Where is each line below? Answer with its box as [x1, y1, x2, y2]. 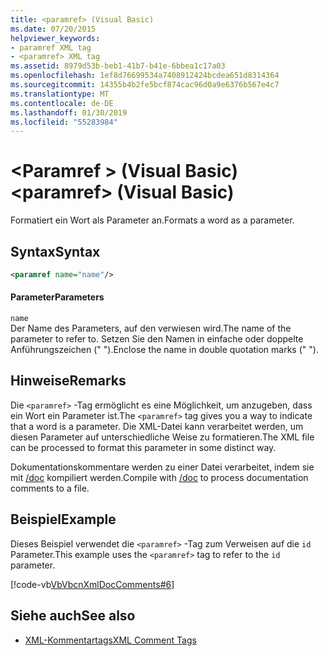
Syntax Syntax [10, 243, 101, 260]
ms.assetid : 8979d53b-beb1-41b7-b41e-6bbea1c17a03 [10, 61, 226, 71]
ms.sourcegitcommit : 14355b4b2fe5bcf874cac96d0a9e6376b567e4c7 [10, 80, 280, 90]
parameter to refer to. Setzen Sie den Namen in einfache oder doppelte [10, 333, 304, 345]
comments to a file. [10, 482, 90, 494]
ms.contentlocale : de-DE [10, 98, 114, 108]
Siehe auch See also [10, 607, 136, 625]
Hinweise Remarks [10, 372, 127, 390]
